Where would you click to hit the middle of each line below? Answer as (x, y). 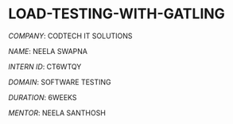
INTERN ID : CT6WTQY (45, 66)
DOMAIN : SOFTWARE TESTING (60, 82)
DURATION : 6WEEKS (43, 97)
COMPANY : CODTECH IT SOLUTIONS (70, 36)
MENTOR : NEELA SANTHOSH (57, 113)
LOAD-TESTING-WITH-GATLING (116, 14)
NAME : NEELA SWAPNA (48, 51)
